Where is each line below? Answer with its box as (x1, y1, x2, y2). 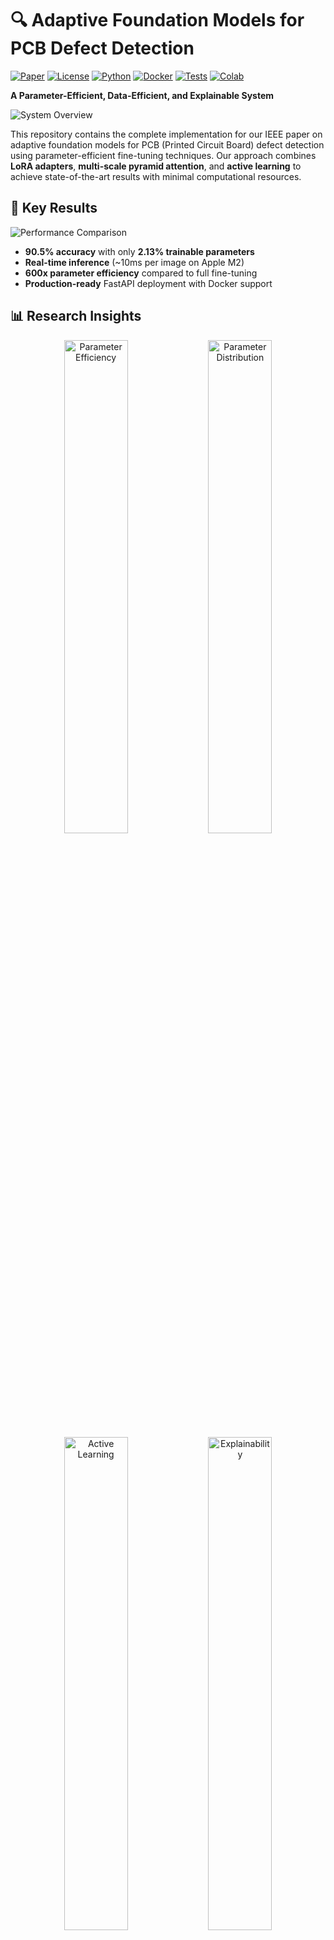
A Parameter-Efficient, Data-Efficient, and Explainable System (10, 89, 275, 101)
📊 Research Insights (10, 308, 142, 325)
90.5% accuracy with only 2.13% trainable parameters (24, 245, 255, 257)
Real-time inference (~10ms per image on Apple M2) (24, 256, 245, 268)
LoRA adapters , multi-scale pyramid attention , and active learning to (10, 160, 302, 172)
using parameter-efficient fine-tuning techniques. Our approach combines (10, 149, 317, 161)
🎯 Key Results (10, 200, 98, 217)
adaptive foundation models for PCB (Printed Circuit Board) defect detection (10, 138, 325, 151)
